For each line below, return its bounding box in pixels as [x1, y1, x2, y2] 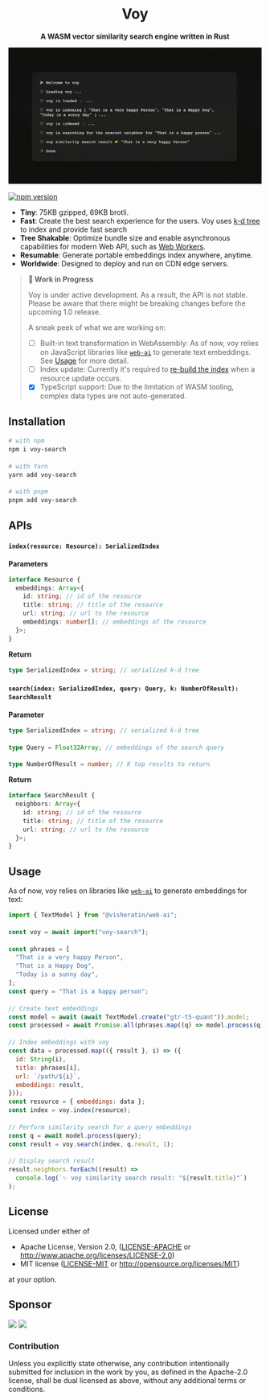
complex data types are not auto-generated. [39, 391, 187, 401]
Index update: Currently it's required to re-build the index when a [39, 364, 256, 374]
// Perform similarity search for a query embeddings [8, 1123, 193, 1131]
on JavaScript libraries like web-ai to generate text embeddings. [39, 348, 252, 357]
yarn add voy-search [8, 471, 78, 479]
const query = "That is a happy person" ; [8, 987, 149, 995]
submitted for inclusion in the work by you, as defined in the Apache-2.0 [8, 1367, 247, 1377]
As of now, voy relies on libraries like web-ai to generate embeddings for [8, 886, 247, 896]
